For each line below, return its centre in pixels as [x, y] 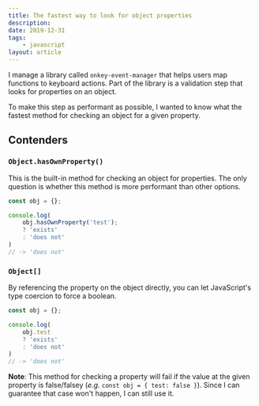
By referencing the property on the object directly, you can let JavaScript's [129, 288]
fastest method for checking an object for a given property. [105, 115]
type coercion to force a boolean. [62, 296]
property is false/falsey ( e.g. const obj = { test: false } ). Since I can [124, 385]
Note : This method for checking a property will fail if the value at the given [129, 377]
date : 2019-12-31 [37, 30]
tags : [17, 38]
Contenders [38, 140]
